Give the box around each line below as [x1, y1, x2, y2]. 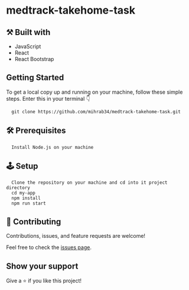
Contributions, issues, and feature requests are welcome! [6, 232, 146, 240]
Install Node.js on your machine [11, 144, 94, 150]
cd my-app [11, 190, 35, 196]
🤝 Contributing [6, 216, 61, 227]
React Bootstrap [14, 56, 54, 62]
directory [6, 185, 31, 191]
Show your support [6, 261, 79, 271]
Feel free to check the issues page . [6, 244, 92, 251]
